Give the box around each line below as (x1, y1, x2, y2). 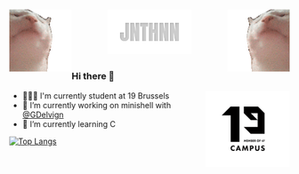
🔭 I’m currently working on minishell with (21, 99, 172, 110)
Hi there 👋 (71, 70, 116, 83)
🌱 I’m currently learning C (21, 118, 117, 129)
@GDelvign (21, 109, 64, 120)
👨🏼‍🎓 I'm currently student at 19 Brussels (21, 90, 170, 101)
